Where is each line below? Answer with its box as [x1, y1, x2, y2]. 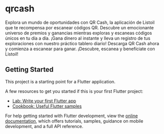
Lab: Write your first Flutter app [12, 98, 77, 104]
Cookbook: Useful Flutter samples [12, 103, 82, 109]
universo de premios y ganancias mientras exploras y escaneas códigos [5, 30, 152, 36]
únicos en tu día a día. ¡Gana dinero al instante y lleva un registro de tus [5, 35, 151, 41]
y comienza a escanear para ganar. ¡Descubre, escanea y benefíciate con [5, 46, 156, 52]
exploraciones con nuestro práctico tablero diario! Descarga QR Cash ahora [5, 40, 160, 46]
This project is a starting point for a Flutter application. [5, 78, 116, 84]
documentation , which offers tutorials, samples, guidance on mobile [5, 118, 143, 124]
